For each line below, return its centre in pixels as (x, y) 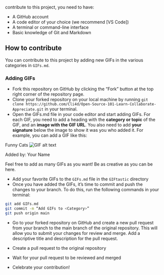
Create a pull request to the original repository (59, 248)
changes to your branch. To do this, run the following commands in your (86, 190)
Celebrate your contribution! (41, 267)
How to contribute (34, 48)
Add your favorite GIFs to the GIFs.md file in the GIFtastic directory (80, 179)
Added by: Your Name (28, 155)
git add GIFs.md (22, 204)
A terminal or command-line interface (50, 27)
